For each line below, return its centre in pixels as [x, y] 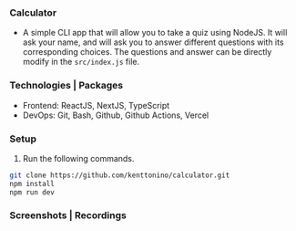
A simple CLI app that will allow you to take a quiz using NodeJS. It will [155, 33]
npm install [32, 184]
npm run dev [32, 192]
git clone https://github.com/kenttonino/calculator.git [120, 175]
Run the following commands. [78, 158]
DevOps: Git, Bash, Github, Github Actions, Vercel [116, 115]
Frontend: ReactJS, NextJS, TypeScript [96, 105]
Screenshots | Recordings [68, 215]
